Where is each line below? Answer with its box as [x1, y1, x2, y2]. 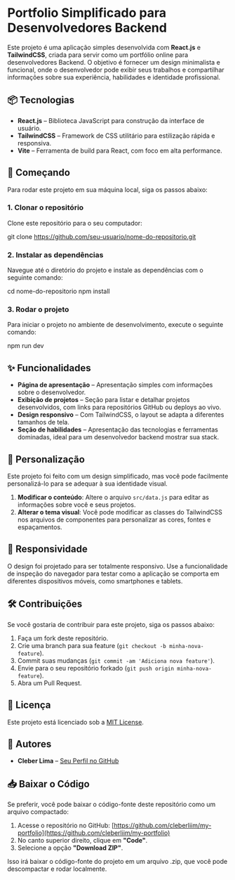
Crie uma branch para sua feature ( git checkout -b [17, 641, 166, 649]
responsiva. [17, 138, 52, 147]
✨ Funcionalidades [7, 362, 91, 374]
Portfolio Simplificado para [7, 5, 167, 21]
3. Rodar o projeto [7, 304, 69, 314]
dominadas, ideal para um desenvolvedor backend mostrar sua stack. [17, 433, 220, 441]
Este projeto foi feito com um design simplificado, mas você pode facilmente [7, 472, 229, 481]
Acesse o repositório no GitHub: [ [17, 821, 114, 830]
